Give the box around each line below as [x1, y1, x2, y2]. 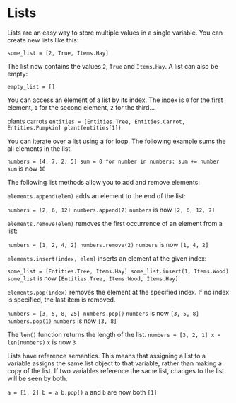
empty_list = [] [7, 83, 55, 90]
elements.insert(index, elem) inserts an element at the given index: [7, 254, 207, 263]
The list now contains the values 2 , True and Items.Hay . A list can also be [7, 62, 218, 70]
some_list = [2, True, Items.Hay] [7, 50, 110, 57]
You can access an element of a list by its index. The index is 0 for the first [7, 96, 224, 104]
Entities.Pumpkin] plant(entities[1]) [7, 124, 122, 132]
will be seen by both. [7, 374, 69, 382]
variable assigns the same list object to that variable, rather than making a [7, 359, 223, 368]
